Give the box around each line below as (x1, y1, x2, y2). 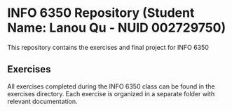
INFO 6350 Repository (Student (7, 5, 195, 21)
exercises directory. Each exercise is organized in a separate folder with (7, 89, 215, 98)
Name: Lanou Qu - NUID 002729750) (7, 20, 226, 36)
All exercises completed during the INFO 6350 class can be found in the (7, 82, 215, 91)
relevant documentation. (7, 97, 79, 105)
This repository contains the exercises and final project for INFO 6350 (7, 43, 209, 51)
